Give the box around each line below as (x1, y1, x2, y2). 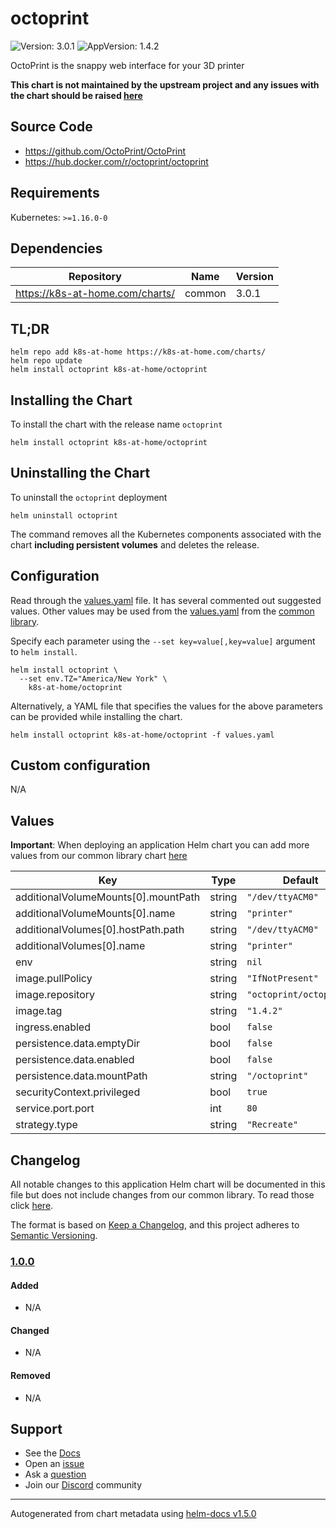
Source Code (10, 118, 93, 136)
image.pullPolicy (15, 972, 93, 986)
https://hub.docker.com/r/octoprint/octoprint (24, 155, 209, 167)
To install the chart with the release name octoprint (10, 418, 223, 430)
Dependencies (10, 240, 103, 257)
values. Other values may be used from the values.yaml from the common (10, 605, 315, 617)
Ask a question (24, 1468, 87, 1481)
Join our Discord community (24, 1479, 143, 1491)
